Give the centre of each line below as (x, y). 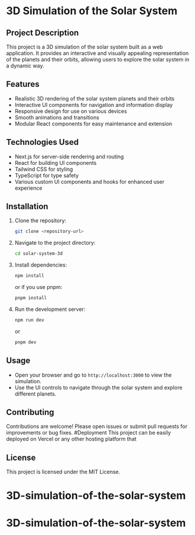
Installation (27, 207)
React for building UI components (56, 163)
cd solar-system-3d (39, 254)
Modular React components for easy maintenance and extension (93, 124)
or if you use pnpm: (38, 287)
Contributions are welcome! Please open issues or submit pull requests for (97, 426)
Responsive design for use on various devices (71, 111)
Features (23, 84)
